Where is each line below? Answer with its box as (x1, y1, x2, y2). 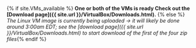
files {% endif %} (6, 36, 47, 42)
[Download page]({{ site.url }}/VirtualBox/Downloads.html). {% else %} (6, 11, 185, 18)
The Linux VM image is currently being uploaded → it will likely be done (6, 17, 180, 24)
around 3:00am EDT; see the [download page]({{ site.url (6, 23, 143, 30)
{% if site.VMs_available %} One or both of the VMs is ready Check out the (6, 5, 190, 12)
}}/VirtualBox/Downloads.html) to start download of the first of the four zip (6, 29, 187, 36)
